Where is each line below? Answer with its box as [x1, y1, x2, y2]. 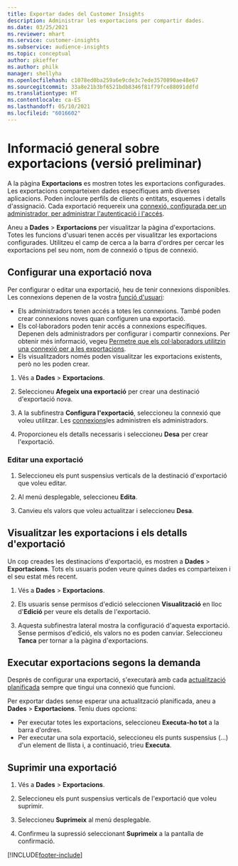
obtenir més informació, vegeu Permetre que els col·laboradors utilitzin [17, 337, 226, 345]
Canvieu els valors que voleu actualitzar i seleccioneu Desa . [17, 506, 194, 514]
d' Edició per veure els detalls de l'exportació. [17, 607, 151, 616]
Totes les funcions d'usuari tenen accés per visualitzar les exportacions [7, 231, 217, 239]
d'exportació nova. [17, 394, 73, 403]
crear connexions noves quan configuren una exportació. [17, 314, 186, 322]
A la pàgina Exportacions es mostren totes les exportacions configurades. [7, 179, 226, 187]
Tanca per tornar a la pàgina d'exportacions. [17, 636, 149, 645]
